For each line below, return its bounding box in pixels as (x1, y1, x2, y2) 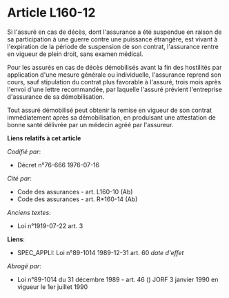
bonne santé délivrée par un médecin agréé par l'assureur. (7, 120, 174, 129)
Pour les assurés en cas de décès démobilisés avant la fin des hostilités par (7, 63, 222, 71)
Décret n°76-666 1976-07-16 (17, 160, 100, 169)
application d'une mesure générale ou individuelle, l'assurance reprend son (7, 71, 222, 79)
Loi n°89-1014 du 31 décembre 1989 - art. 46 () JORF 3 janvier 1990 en (17, 275, 219, 283)
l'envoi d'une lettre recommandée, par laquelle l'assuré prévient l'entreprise (7, 85, 223, 93)
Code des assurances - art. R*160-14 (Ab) (17, 195, 138, 203)
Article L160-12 (7, 5, 96, 21)
